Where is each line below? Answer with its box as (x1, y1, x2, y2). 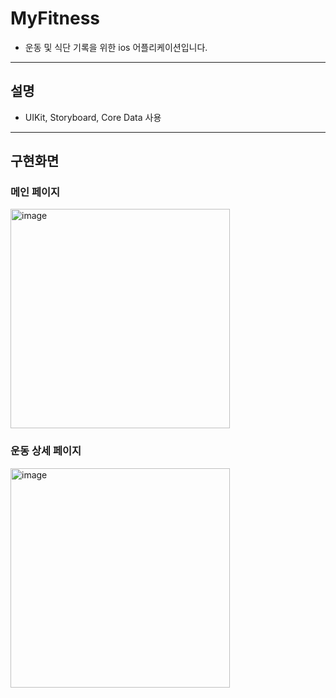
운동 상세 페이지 (10, 444, 82, 458)
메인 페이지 (10, 185, 61, 199)
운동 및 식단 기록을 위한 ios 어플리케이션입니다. (24, 41, 208, 53)
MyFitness (10, 7, 101, 30)
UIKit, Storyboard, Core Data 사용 (24, 111, 162, 123)
